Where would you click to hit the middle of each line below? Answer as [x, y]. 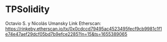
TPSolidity [27, 9]
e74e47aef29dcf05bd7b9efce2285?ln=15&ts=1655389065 [66, 34]
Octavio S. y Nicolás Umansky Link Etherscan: [53, 23]
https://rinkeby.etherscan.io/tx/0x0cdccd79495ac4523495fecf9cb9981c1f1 [84, 28]
